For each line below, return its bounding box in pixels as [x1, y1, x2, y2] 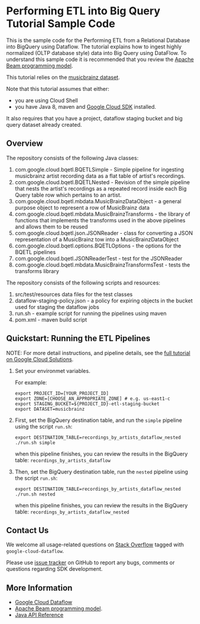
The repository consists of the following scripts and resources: [6, 279, 161, 286]
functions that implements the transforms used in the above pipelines [14, 216, 186, 224]
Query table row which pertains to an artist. [14, 191, 122, 198]
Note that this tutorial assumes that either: [6, 85, 109, 92]
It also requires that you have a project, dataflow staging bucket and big [6, 115, 183, 122]
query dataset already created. [6, 121, 82, 128]
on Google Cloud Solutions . [6, 356, 73, 363]
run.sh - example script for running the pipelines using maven [14, 310, 167, 317]
